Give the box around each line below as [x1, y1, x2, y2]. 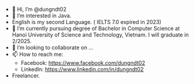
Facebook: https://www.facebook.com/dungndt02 [20, 59, 145, 66]
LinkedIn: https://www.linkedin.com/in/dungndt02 [20, 66, 144, 73]
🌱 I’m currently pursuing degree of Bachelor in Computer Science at [11, 25, 180, 32]
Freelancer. [11, 72, 40, 79]
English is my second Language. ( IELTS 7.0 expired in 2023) [11, 19, 162, 25]
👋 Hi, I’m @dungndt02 [11, 6, 67, 13]
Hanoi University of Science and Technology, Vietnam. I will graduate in [11, 31, 189, 38]
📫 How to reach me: [11, 51, 64, 58]
